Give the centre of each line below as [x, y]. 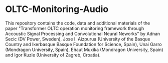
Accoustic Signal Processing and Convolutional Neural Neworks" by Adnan [83, 33]
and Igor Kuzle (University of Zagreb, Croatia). [53, 55]
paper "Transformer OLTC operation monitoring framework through [75, 28]
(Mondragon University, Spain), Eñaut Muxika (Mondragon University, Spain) [84, 49]
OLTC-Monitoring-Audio [57, 9]
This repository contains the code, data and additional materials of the [78, 23]
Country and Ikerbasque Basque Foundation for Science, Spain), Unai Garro [83, 44]
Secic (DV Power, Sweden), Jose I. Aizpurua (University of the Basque [78, 39]
